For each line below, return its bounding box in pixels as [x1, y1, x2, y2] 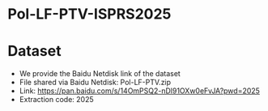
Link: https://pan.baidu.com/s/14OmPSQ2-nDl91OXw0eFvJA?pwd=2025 [19, 86, 261, 96]
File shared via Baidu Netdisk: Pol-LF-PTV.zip [19, 78, 172, 88]
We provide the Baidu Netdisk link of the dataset [19, 69, 181, 79]
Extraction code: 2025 [19, 95, 94, 105]
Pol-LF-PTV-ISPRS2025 [7, 5, 172, 23]
